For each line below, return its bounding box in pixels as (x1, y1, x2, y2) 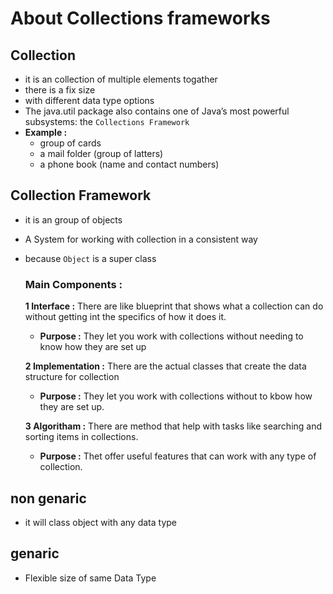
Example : (24, 127, 68, 138)
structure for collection (24, 371, 120, 383)
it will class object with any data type (24, 516, 177, 528)
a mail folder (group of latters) (39, 148, 164, 159)
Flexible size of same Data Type (24, 572, 157, 584)
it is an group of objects (24, 213, 123, 226)
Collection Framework (10, 187, 152, 204)
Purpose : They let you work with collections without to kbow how (39, 390, 313, 402)
